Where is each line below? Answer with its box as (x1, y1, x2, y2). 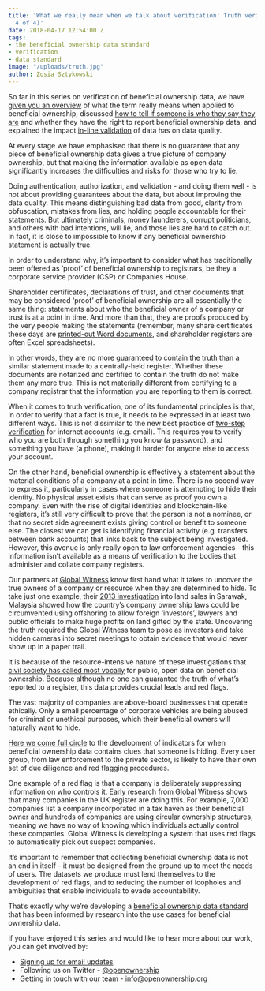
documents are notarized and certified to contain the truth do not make (8, 369, 239, 379)
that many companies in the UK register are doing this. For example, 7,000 (8, 795, 249, 805)
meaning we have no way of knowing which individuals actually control (8, 820, 239, 829)
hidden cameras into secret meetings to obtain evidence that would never (8, 633, 248, 643)
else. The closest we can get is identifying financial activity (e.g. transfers (8, 525, 248, 535)
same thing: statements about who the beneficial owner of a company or (8, 304, 244, 313)
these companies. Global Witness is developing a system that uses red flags (8, 828, 256, 838)
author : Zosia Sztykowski (8, 70, 93, 78)
